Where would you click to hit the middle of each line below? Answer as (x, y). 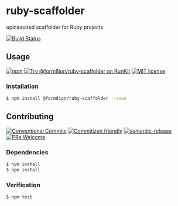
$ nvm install (23, 165)
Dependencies (27, 152)
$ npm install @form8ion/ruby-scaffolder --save (66, 99)
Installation (23, 86)
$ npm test (19, 197)
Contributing (30, 116)
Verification (23, 185)
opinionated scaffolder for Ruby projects (55, 27)
